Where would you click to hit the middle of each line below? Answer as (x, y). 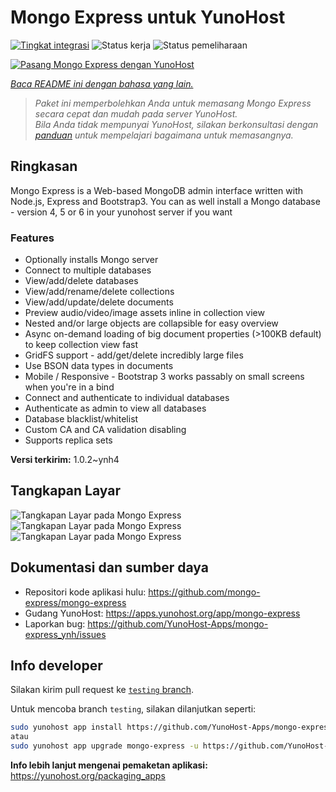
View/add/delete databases (81, 281)
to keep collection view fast (81, 345)
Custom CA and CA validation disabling (105, 430)
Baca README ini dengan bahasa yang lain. (102, 83)
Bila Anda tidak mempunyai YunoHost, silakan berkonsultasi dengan (176, 124)
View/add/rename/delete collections (99, 292)
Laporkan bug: (55, 623)
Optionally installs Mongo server (91, 260)
